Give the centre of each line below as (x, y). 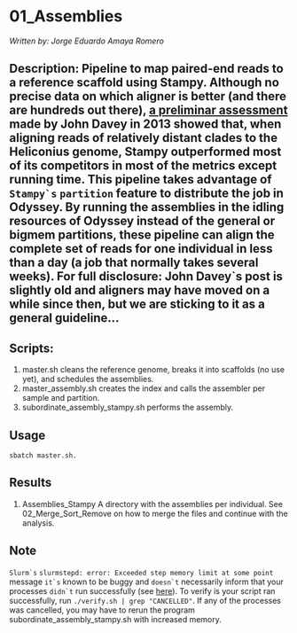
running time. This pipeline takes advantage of (141, 180)
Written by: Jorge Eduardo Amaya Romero (86, 41)
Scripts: (31, 348)
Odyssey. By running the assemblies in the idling (147, 207)
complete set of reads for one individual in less (141, 249)
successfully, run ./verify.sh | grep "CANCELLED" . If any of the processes (145, 600)
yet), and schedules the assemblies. (88, 379)
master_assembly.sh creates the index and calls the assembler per (144, 388)
